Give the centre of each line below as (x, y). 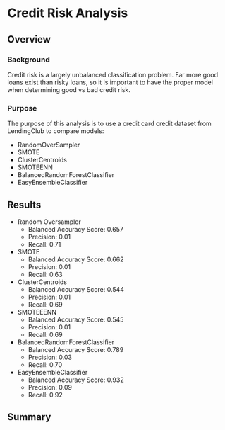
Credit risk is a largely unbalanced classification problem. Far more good (113, 74)
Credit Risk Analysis (68, 13)
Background (29, 60)
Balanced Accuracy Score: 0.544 (76, 289)
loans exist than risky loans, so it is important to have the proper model (110, 82)
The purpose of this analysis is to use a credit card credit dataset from (109, 124)
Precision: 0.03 (50, 357)
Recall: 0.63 (45, 274)
